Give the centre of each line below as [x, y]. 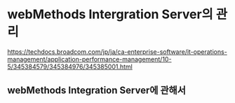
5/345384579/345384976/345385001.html [70, 67]
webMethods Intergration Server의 [110, 14]
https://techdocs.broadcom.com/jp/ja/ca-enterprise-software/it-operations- [117, 51]
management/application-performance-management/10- [89, 59]
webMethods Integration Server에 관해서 [96, 91]
